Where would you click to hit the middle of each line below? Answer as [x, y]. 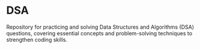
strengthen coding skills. [37, 39]
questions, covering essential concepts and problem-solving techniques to [99, 33]
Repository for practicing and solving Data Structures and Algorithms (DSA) [100, 27]
